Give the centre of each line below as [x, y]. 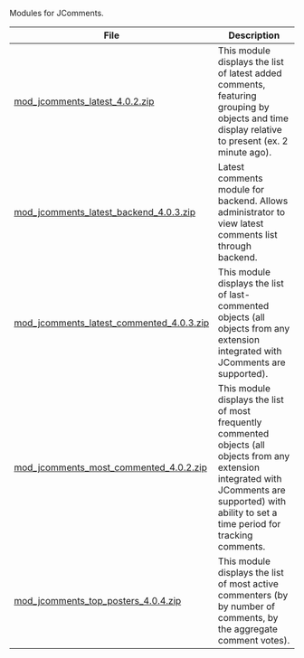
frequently [240, 422]
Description [254, 35]
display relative [250, 130]
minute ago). [245, 152]
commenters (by [253, 595]
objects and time [253, 118]
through [234, 246]
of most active [248, 584]
